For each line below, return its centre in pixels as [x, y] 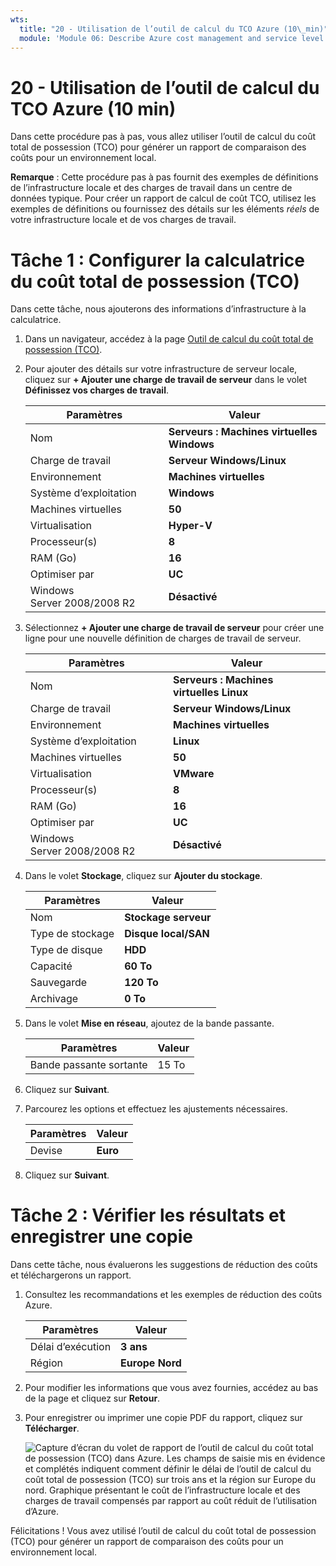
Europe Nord [151, 1363]
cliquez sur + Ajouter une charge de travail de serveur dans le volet [166, 380]
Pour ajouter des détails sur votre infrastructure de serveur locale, [161, 369]
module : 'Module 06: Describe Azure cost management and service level [172, 38]
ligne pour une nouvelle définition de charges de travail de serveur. [163, 638]
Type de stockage [72, 934]
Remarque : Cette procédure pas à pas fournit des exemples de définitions [164, 177]
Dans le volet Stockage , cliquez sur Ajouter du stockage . [143, 876]
